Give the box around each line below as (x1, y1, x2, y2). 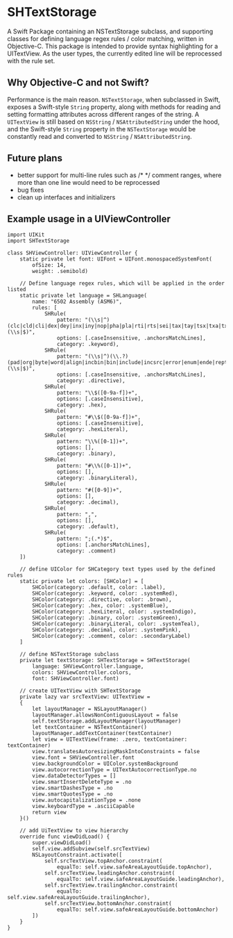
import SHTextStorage (7, 238, 70, 245)
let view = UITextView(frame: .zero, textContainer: (32, 736, 188, 743)
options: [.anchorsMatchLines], (56, 541, 150, 549)
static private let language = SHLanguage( (19, 293, 148, 299)
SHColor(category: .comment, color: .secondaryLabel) (32, 633, 191, 640)
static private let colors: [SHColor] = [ (19, 578, 144, 585)
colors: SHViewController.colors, (32, 669, 132, 676)
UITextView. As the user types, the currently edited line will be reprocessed (7, 49, 223, 58)
